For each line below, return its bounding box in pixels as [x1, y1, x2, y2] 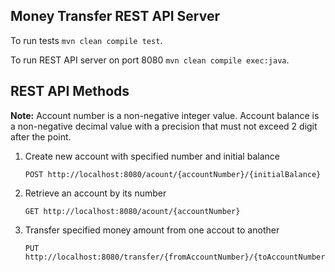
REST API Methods [10, 83, 130, 100]
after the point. [10, 130, 72, 143]
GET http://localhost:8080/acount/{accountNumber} [24, 206, 241, 216]
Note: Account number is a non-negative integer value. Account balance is [10, 109, 320, 121]
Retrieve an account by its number [24, 187, 167, 199]
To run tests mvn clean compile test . [10, 34, 163, 46]
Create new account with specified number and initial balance [24, 150, 280, 162]
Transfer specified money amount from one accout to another [24, 224, 280, 236]
